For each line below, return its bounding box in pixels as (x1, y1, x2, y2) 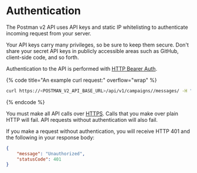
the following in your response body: (6, 134, 95, 141)
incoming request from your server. (6, 29, 92, 36)
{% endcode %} (6, 98, 45, 105)
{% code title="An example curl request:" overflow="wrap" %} (6, 76, 157, 84)
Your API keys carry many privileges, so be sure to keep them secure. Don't (6, 41, 189, 48)
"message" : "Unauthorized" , (16, 151, 85, 157)
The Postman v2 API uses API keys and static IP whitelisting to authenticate (6, 24, 189, 31)
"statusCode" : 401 (16, 156, 62, 162)
